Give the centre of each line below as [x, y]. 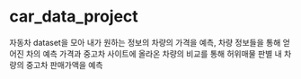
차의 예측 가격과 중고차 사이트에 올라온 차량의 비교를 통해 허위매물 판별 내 [154, 53]
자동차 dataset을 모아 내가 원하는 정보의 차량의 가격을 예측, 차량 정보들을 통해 [145, 42]
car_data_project [74, 17]
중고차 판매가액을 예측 [64, 65]
